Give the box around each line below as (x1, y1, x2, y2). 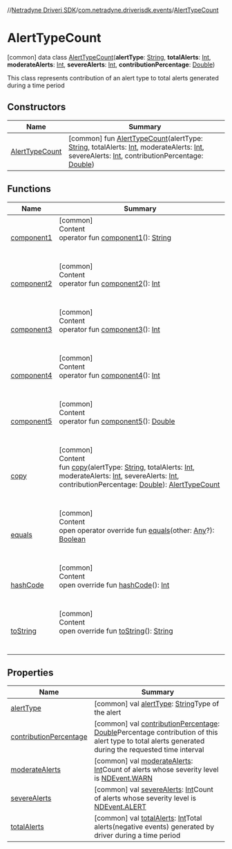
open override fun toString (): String (58, 626, 174, 636)
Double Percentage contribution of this (94, 728, 218, 737)
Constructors (7, 101, 66, 113)
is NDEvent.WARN (94, 773, 153, 783)
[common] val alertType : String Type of (94, 699, 220, 709)
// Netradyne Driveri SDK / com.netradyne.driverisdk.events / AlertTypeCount (7, 6, 219, 14)
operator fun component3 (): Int (58, 324, 160, 334)
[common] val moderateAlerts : (94, 756, 193, 766)
